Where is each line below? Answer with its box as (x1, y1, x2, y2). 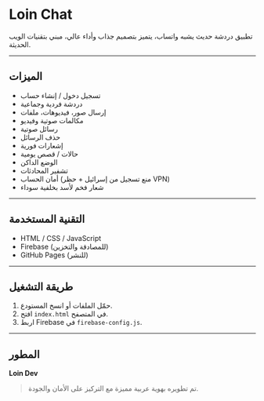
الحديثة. (9, 39, 31, 49)
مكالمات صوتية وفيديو (20, 115, 84, 125)
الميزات (9, 70, 42, 83)
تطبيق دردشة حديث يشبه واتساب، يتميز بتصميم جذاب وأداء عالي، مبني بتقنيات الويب (9, 31, 253, 41)
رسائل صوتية (20, 124, 58, 133)
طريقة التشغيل (9, 280, 74, 293)
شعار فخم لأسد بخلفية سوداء (20, 182, 104, 191)
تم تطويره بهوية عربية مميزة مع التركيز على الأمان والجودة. (27, 384, 199, 393)
